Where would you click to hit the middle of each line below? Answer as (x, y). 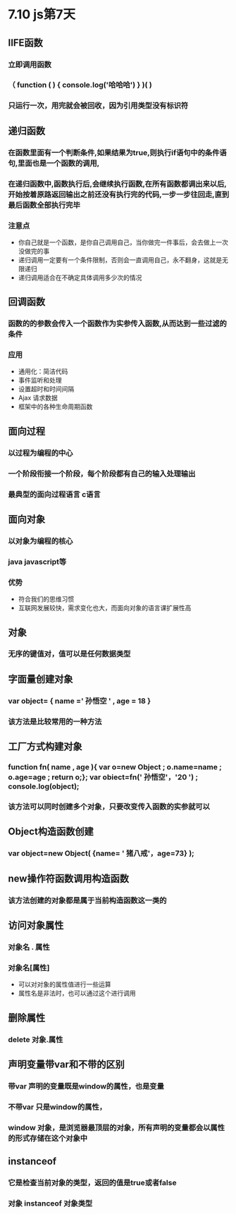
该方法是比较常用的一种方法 (55, 721)
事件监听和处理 (40, 380)
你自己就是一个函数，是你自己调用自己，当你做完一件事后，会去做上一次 (123, 242)
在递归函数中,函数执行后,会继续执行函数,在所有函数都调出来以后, (118, 184)
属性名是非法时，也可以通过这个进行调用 (77, 993)
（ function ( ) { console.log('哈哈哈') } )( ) (80, 85)
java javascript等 (37, 562)
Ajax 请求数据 (38, 398)
